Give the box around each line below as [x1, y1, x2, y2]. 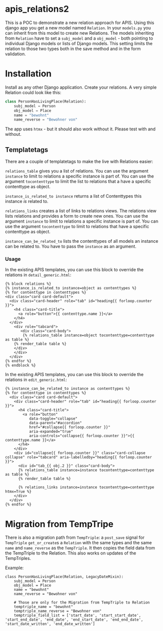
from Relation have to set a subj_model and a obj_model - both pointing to [5, 35, 153, 41]
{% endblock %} [5, 363, 36, 368]
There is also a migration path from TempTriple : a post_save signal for [5, 534, 145, 540]
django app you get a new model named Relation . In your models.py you [5, 25, 151, 30]
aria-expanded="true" [29, 429, 73, 434]
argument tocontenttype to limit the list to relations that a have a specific [5, 178, 152, 184]
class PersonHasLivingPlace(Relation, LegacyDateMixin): [5, 575, 124, 580]
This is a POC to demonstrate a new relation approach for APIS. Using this [5, 20, 154, 25]
